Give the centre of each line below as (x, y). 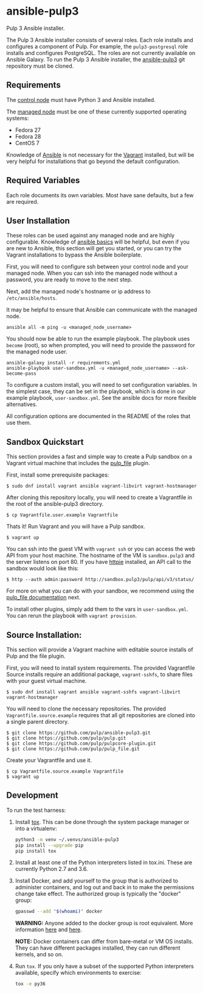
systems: (18, 118)
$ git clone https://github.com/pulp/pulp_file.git (73, 749)
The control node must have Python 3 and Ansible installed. (81, 99)
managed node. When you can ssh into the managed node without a (92, 273)
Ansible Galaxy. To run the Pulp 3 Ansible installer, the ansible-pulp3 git (96, 59)
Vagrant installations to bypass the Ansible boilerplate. (74, 255)
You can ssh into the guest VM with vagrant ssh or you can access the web (101, 549)
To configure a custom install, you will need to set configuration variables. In (102, 385)
